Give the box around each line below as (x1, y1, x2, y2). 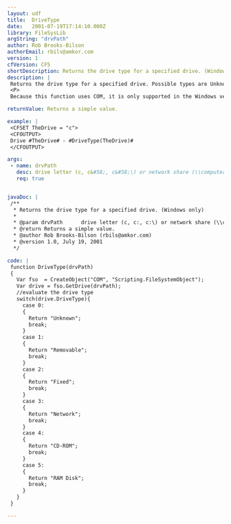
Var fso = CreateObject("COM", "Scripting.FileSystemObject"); (16, 276, 205, 283)
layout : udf (7, 10, 41, 17)
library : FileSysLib (7, 29, 67, 36)
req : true (16, 175, 45, 182)
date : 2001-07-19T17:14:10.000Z (7, 23, 107, 30)
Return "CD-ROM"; (28, 443, 78, 450)
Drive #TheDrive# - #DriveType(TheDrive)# (10, 137, 134, 144)
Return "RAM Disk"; (28, 474, 85, 481)
